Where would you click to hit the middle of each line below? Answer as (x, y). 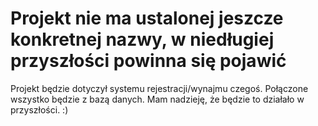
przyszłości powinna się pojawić (148, 61)
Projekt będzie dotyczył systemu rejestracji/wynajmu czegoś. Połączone (159, 88)
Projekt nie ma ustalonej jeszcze (147, 18)
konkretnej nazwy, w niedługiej (142, 39)
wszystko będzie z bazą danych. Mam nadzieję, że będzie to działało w (157, 99)
